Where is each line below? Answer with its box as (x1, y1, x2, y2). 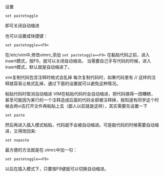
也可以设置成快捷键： (5, 33, 48, 39)
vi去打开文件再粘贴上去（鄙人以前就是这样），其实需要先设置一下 (18, 103, 148, 109)
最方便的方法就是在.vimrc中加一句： (5, 147, 78, 153)
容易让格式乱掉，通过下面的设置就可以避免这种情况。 (13, 80, 121, 86)
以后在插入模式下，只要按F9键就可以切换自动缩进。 (5, 166, 109, 172)
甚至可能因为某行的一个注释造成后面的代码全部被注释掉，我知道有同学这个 (5, 97, 155, 103)
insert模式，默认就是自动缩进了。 (5, 64, 72, 70)
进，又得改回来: (5, 128, 37, 134)
